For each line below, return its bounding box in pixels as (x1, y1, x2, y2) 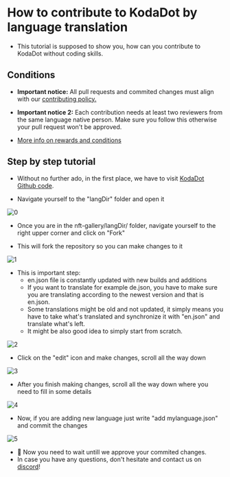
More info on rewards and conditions (16, 136, 122, 144)
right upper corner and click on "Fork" (16, 229, 126, 237)
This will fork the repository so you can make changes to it (16, 242, 183, 250)
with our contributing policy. (16, 95, 97, 103)
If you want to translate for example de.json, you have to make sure (27, 283, 218, 291)
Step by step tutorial (7, 156, 96, 167)
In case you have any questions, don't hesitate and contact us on (16, 455, 202, 463)
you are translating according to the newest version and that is (27, 290, 205, 299)
